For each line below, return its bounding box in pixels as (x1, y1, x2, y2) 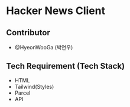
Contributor (6, 28, 50, 38)
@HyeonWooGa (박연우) (14, 44, 73, 51)
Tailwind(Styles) (14, 83, 54, 90)
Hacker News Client (6, 4, 105, 18)
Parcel (14, 89, 31, 96)
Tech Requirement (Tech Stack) (6, 61, 125, 71)
